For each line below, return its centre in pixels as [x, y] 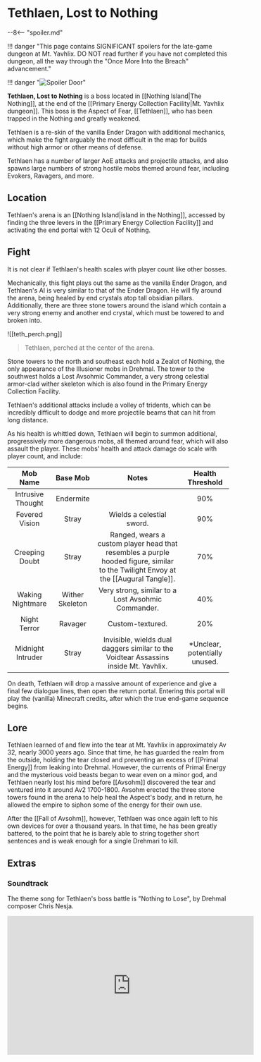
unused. [205, 661]
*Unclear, [205, 644]
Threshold [205, 482]
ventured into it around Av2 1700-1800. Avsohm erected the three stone [111, 790]
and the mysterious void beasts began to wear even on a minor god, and [112, 775]
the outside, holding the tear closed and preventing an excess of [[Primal [113, 760]
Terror [30, 628]
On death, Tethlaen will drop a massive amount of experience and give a [112, 683]
